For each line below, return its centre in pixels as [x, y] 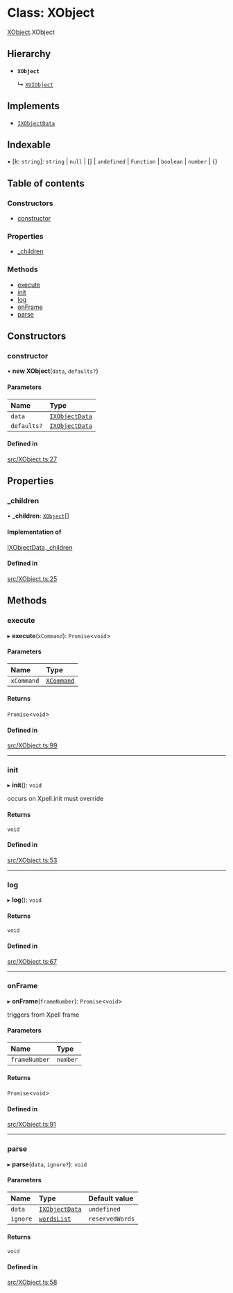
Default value [111, 1198]
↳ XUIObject [35, 84]
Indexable [29, 144]
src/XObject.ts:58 [32, 1283]
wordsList [55, 1219]
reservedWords [112, 1219]
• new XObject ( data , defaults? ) [53, 371]
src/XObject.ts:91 [32, 1125]
